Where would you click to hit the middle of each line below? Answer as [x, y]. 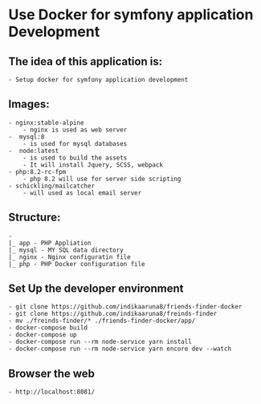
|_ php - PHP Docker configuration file [77, 264]
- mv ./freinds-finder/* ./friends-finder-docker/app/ [102, 321]
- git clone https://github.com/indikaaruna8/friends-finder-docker [125, 307]
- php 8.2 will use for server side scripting [102, 179]
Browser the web [51, 373]
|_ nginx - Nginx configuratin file [69, 257]
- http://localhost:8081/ [51, 392]
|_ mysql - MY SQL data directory [66, 250]
